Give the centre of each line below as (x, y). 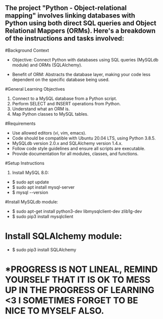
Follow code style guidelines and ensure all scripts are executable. (79, 148)
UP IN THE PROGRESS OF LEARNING (80, 290)
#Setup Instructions (25, 163)
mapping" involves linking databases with (70, 16)
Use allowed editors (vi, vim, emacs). (49, 133)
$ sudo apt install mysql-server (43, 187)
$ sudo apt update (31, 182)
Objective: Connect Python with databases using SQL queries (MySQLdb (85, 60)
